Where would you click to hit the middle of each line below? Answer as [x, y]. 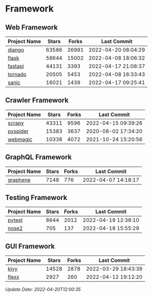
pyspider [18, 131]
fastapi [16, 66]
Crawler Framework [37, 100]
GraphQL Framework [39, 157]
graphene [19, 180]
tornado [17, 74]
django [16, 50]
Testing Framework [36, 198]
